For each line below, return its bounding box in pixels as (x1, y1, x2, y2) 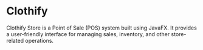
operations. (25, 37, 53, 44)
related (6, 37, 24, 44)
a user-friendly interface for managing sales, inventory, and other (6, 30, 170, 37)
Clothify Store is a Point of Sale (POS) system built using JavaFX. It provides (6, 24, 198, 31)
